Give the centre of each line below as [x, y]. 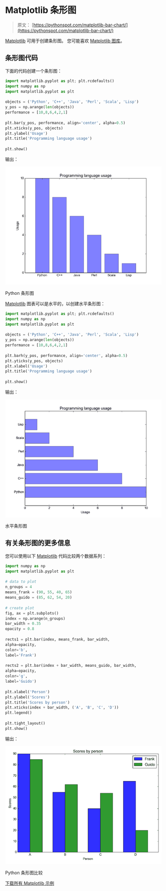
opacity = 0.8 [20, 629]
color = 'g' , [16, 676]
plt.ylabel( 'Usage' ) [27, 133]
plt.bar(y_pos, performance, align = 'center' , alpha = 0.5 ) [65, 123]
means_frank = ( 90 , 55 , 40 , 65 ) [39, 592]
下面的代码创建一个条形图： [34, 71]
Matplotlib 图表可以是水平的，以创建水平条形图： [55, 303]
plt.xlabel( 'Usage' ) [27, 366]
